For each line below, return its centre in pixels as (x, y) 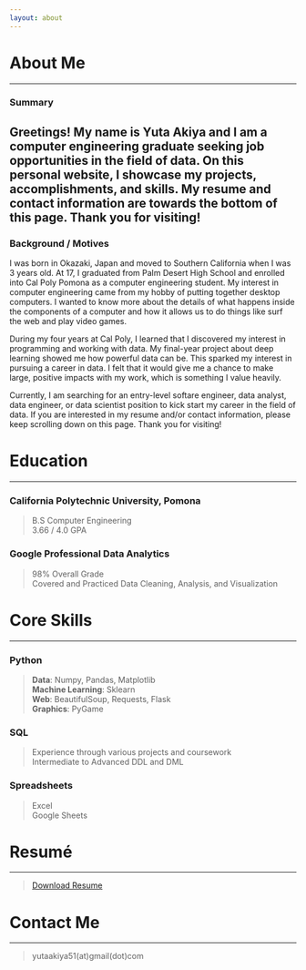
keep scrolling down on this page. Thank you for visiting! (116, 424)
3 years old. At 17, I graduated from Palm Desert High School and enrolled (147, 273)
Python (26, 659)
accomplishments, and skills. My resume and (140, 189)
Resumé (41, 852)
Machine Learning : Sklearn (83, 689)
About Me (47, 62)
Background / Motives (59, 243)
